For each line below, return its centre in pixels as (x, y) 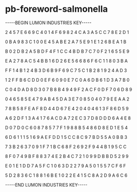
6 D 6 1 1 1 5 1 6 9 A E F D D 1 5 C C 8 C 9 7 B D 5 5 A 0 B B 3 (66, 137)
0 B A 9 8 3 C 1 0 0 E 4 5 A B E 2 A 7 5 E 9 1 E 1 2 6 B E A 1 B (66, 42)
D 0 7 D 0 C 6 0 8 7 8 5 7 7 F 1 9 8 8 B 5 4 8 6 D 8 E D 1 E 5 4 (67, 128)
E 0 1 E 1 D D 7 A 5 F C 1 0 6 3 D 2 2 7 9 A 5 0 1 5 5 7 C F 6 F (66, 165)
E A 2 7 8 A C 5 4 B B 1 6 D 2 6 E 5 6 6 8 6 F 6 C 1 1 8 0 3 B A (67, 61)
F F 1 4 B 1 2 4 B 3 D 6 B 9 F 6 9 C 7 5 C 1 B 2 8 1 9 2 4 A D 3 (66, 70)
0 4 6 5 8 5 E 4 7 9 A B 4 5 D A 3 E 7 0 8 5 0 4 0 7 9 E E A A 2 (67, 99)
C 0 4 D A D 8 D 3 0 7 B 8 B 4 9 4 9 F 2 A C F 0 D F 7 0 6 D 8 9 (68, 89)
